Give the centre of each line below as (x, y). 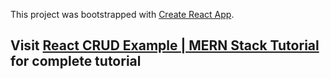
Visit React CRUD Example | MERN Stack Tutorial (165, 45)
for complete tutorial (76, 61)
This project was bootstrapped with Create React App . (122, 14)
